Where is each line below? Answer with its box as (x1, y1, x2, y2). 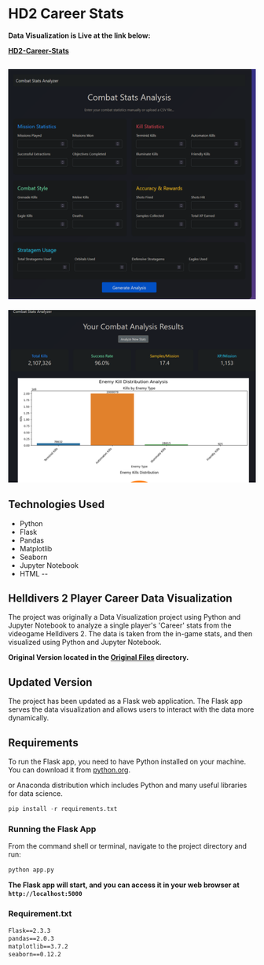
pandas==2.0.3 (8, 935, 55, 943)
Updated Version (8, 676, 93, 689)
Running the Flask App (8, 823, 97, 834)
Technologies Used (8, 498, 104, 511)
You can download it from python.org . (8, 765, 131, 775)
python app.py (8, 866, 55, 874)
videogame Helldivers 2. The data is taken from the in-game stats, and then (8, 629, 253, 639)
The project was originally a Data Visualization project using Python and (8, 613, 241, 622)
